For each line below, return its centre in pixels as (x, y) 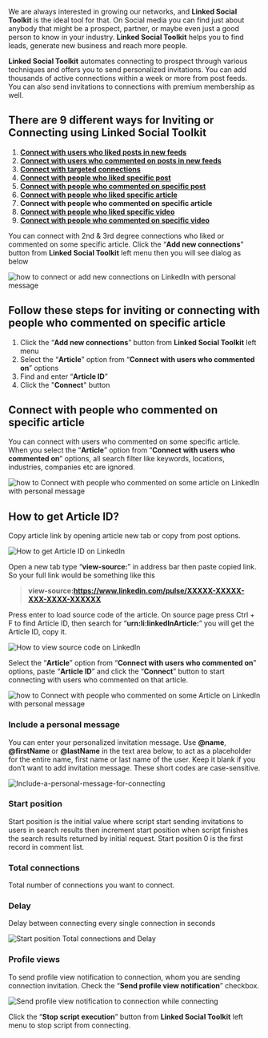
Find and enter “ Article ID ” (64, 376)
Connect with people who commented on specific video (115, 220)
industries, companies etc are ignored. (72, 467)
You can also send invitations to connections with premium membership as (132, 86)
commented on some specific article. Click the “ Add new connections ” (126, 244)
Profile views (34, 960)
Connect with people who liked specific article (98, 195)
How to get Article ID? (64, 516)
